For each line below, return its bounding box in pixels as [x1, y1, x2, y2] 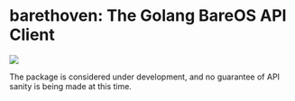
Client [9, 24, 56, 45]
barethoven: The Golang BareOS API [9, 5, 287, 26]
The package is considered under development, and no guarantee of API [9, 71, 281, 82]
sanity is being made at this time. [9, 80, 133, 91]
